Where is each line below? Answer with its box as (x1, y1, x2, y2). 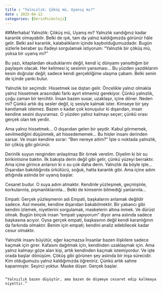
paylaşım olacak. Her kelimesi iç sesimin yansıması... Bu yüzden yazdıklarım (5, 65, 158, 71)
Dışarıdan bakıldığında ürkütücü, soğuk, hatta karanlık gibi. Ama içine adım (5, 167, 156, 173)
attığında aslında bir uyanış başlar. (5, 172, 74, 178)
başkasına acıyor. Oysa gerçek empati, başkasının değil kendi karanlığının (5, 217, 153, 223)
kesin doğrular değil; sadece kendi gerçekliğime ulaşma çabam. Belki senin (5, 71, 157, 77)
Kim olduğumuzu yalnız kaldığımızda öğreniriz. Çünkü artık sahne (5, 258, 137, 264)
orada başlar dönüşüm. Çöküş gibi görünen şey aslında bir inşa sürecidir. (5, 253, 152, 259)
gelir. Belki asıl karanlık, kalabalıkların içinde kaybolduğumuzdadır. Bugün (5, 40, 152, 46)
